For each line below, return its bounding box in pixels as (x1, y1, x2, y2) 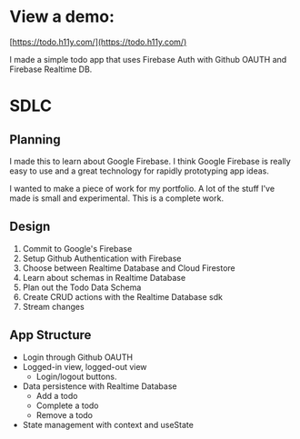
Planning (9, 132, 61, 147)
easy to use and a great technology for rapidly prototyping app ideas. (9, 165, 270, 176)
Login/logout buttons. (35, 371, 117, 382)
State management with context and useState (22, 419, 194, 430)
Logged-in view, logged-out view (22, 361, 147, 372)
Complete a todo (35, 400, 99, 411)
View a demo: (9, 6, 115, 27)
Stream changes (22, 301, 85, 312)
